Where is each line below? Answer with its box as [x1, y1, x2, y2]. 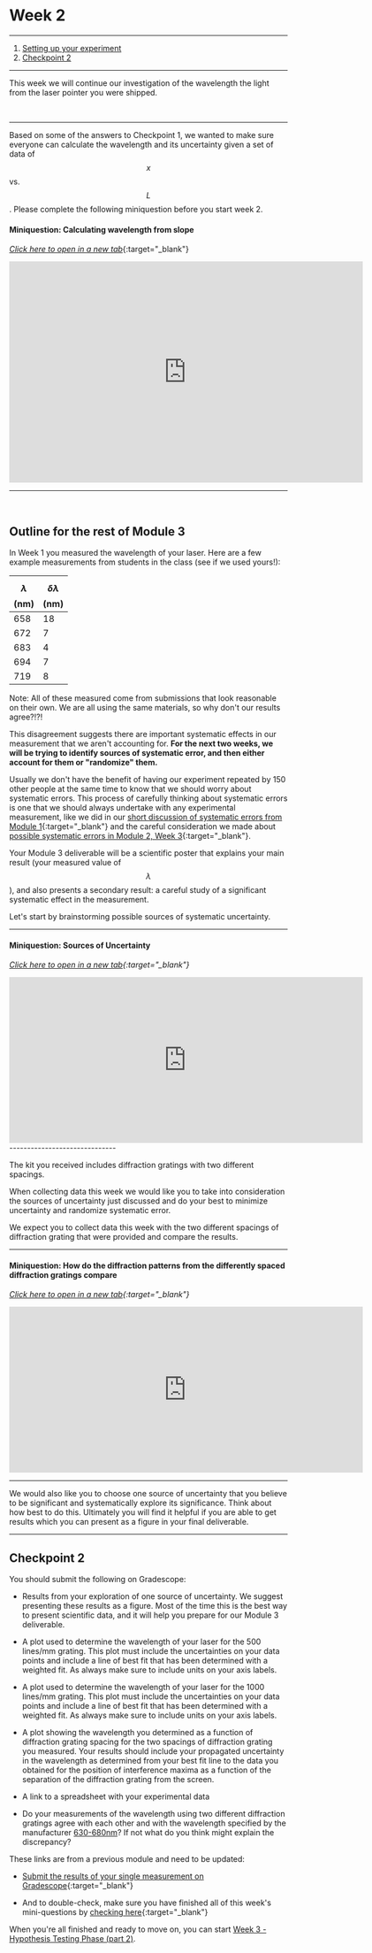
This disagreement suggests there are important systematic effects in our [9, 728, 277, 739]
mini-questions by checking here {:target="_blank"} [21, 1907, 209, 1918]
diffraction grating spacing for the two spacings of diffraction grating [21, 1736, 273, 1748]
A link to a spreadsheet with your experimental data [21, 1791, 210, 1802]
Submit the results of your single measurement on [21, 1871, 205, 1881]
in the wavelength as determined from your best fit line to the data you [21, 1756, 279, 1766]
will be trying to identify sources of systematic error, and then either [9, 747, 265, 757]
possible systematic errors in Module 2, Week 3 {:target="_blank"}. [9, 830, 252, 841]
